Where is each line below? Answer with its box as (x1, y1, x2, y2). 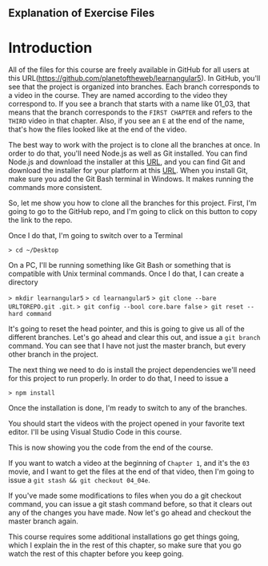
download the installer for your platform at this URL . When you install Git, (8, 166, 248, 176)
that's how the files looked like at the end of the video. (8, 124, 187, 135)
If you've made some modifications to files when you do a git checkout (8, 491, 242, 500)
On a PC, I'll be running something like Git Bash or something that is (8, 261, 231, 270)
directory (8, 277, 38, 287)
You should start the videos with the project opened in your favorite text (8, 418, 246, 428)
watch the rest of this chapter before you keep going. (8, 549, 184, 559)
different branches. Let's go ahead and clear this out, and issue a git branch (8, 333, 261, 342)
